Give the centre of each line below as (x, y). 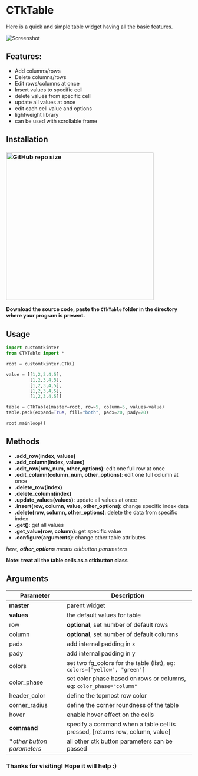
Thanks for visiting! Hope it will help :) (61, 766)
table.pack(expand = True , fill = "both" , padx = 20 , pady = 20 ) (77, 413)
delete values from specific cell (53, 96)
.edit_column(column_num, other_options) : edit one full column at (96, 474)
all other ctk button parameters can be (120, 741)
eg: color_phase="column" (102, 686)
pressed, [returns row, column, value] (119, 731)
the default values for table (104, 615)
